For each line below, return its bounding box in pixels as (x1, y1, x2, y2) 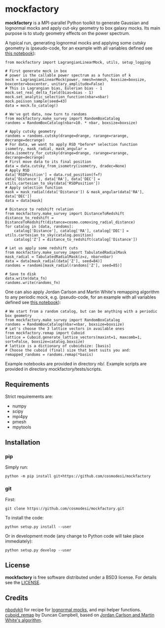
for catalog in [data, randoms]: (5, 224, 74, 229)
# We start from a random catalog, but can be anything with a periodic (5, 309, 158, 314)
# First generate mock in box (5, 68, 67, 74)
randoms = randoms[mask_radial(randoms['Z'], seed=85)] (5, 263, 122, 268)
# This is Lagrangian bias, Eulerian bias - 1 (5, 85, 102, 91)
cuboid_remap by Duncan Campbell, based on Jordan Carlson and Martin (5, 612, 155, 618)
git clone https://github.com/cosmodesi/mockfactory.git (5, 506, 125, 511)
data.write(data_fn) (5, 275, 48, 281)
